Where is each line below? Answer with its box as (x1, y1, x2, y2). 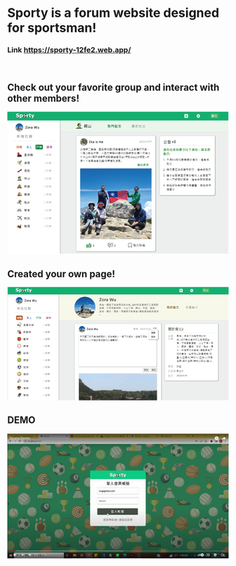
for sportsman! (7, 20, 97, 36)
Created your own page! (7, 268, 116, 279)
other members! (7, 92, 79, 104)
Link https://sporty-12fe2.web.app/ (7, 45, 131, 55)
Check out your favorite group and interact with (7, 81, 220, 93)
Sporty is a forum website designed (7, 5, 220, 21)
